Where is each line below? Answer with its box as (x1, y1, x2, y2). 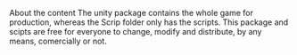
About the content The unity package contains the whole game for (9, 8, 254, 18)
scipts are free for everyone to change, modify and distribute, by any (9, 27, 262, 36)
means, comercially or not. (9, 35, 107, 46)
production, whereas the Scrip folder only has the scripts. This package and (9, 17, 289, 27)
